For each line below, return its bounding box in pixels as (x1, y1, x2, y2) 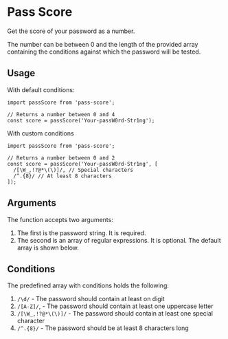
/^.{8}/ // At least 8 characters (13, 173, 112, 179)
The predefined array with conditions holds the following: (7, 281, 170, 289)
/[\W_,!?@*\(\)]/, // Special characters (13, 166, 134, 173)
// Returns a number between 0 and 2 (7, 154, 115, 162)
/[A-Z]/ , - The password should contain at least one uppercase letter (16, 302, 214, 310)
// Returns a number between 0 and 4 (7, 111, 115, 118)
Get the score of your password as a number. (7, 27, 135, 35)
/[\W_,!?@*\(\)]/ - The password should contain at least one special (16, 309, 213, 318)
